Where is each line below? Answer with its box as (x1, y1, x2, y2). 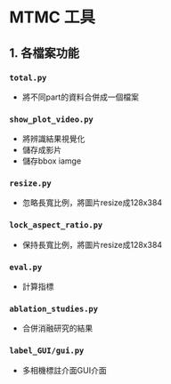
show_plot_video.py (9, 114, 94, 124)
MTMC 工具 (9, 7, 96, 28)
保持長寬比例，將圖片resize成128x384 (21, 239, 163, 250)
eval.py (9, 262, 43, 272)
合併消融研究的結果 (21, 323, 94, 333)
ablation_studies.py (9, 303, 99, 314)
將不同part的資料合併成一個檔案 (21, 92, 140, 102)
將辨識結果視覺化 (21, 133, 85, 144)
